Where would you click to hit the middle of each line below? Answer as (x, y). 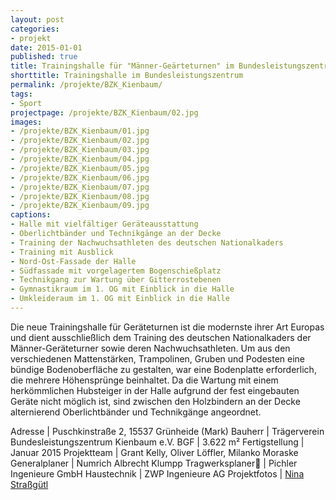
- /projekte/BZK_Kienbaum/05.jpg (80, 168)
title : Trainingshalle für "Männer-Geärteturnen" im (122, 66)
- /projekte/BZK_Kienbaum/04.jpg (80, 159)
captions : (31, 215)
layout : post (37, 19)
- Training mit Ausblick (62, 252)
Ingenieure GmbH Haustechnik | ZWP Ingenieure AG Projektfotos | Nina (157, 473)
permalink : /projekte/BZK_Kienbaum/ (86, 85)
